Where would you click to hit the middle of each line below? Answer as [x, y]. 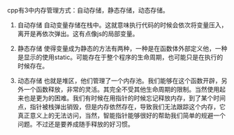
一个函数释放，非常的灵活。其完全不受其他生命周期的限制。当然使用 [122, 89]
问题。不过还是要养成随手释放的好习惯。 [75, 124]
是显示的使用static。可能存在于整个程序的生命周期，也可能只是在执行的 [120, 57]
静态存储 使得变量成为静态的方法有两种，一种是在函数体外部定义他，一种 [122, 48]
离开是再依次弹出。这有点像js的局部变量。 [78, 34]
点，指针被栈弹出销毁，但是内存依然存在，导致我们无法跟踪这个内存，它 [121, 107]
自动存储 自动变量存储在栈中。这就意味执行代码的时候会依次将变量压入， [122, 25]
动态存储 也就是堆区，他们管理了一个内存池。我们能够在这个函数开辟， [119, 81]
